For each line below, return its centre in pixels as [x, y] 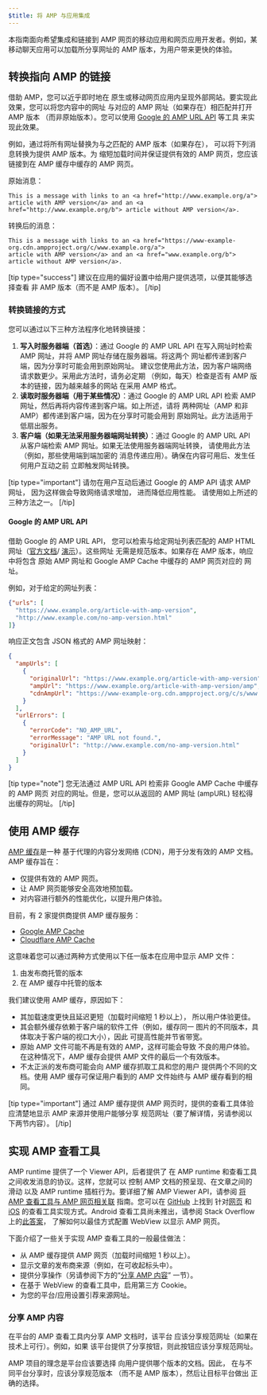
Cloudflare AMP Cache [57, 940]
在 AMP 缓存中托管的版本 [61, 983]
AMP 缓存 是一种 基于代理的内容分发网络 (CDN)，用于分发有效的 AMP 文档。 [133, 852]
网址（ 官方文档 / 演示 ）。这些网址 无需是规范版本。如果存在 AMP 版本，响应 [131, 551]
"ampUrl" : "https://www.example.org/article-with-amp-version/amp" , [145, 686]
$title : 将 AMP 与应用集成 [49, 16]
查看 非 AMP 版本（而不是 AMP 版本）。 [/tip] [88, 287]
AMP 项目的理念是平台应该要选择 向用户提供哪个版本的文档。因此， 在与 [127, 1363]
